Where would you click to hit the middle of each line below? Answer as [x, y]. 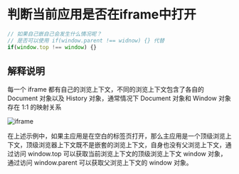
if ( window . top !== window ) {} [52, 47]
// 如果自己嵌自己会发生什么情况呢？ [54, 34]
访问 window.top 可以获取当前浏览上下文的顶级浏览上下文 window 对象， [120, 154]
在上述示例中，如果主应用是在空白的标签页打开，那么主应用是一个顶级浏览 [116, 136]
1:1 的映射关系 [41, 107]
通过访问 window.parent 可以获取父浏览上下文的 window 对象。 [100, 163]
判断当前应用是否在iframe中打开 [102, 15]
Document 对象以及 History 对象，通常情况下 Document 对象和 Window [112, 98]
